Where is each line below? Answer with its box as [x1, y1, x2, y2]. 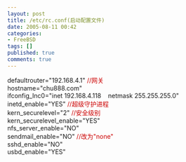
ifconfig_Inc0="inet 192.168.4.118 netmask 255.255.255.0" [7, 91, 180, 100]
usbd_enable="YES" [7, 147, 66, 156]
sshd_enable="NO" [7, 140, 63, 148]
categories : [7, 29, 42, 37]
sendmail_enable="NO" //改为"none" [7, 132, 114, 140]
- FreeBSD [7, 36, 36, 43]
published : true [7, 50, 55, 57]
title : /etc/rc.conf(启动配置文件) [7, 17, 105, 24]
